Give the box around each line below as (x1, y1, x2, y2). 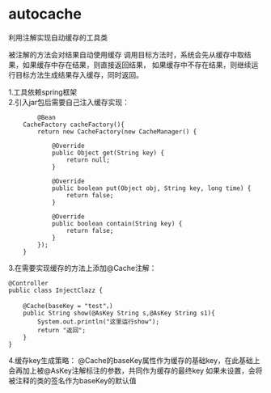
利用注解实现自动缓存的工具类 (8, 32, 108, 42)
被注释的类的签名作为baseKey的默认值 (8, 375, 137, 385)
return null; (66, 155, 111, 164)
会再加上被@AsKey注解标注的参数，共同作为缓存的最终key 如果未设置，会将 (8, 366, 263, 375)
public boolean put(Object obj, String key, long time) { (51, 184, 252, 192)
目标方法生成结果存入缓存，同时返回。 (15, 70, 143, 79)
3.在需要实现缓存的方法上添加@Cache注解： (8, 263, 157, 273)
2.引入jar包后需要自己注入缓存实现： (8, 97, 130, 107)
